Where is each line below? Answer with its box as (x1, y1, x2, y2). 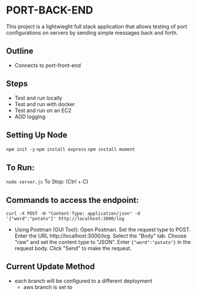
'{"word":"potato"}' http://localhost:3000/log (6, 216, 125, 222)
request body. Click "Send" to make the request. (14, 245, 132, 252)
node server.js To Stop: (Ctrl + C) (6, 178, 89, 185)
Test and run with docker (14, 100, 75, 107)
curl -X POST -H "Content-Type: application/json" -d (6, 211, 141, 216)
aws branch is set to (23, 283, 73, 290)
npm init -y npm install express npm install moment (6, 147, 135, 152)
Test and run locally (14, 94, 63, 101)
